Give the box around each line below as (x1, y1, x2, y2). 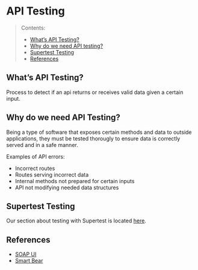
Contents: (20, 24, 46, 31)
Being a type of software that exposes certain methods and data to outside (6, 128, 192, 136)
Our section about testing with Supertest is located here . (6, 217, 146, 224)
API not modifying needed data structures (14, 184, 119, 191)
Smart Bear (14, 257, 43, 265)
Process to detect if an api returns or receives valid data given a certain (6, 89, 184, 96)
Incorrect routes (14, 165, 55, 172)
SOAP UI (14, 251, 37, 258)
